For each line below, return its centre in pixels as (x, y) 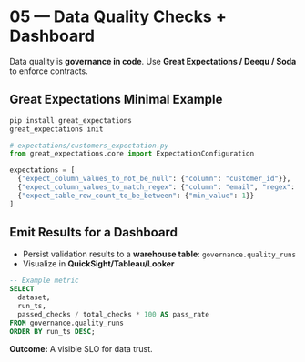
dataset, (34, 297)
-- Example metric (44, 281)
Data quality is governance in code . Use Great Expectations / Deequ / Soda (153, 61)
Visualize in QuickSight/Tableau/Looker (98, 264)
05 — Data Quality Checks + (118, 17)
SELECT (22, 289)
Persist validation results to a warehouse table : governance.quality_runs (159, 254)
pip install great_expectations (71, 120)
